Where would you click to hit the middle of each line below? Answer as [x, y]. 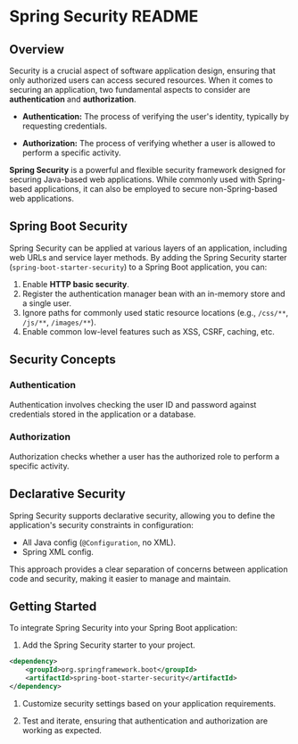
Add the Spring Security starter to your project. [109, 645]
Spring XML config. [58, 551]
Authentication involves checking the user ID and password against [133, 404]
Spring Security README [104, 17]
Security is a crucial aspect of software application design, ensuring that [142, 70]
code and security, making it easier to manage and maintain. [120, 578]
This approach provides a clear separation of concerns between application [149, 569]
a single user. [46, 303]
